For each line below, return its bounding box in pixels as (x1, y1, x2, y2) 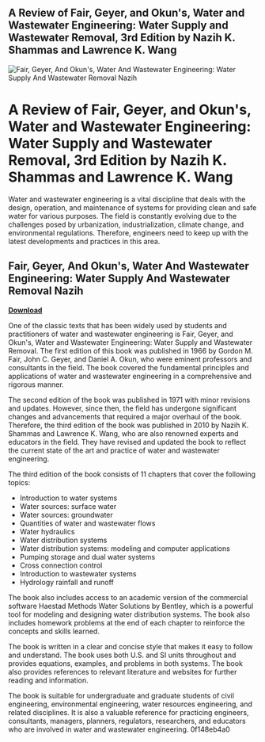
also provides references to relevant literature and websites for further (8, 667, 237, 676)
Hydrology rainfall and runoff (19, 577, 115, 587)
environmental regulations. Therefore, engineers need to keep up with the (8, 228, 249, 237)
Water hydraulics (19, 526, 75, 536)
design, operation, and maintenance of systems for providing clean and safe (8, 202, 257, 212)
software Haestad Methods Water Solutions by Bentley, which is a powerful (8, 601, 254, 610)
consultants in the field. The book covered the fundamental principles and (8, 362, 249, 372)
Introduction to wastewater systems (19, 568, 137, 578)
